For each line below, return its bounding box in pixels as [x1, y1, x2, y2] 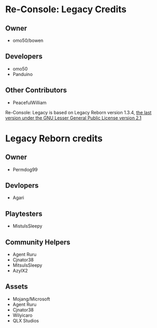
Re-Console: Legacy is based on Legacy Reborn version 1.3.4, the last [5, 109, 152, 115]
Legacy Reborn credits [5, 133, 103, 144]
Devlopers [5, 181, 39, 190]
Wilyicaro [12, 312, 33, 318]
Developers [5, 52, 43, 61]
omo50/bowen [12, 37, 44, 43]
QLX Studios [12, 317, 39, 323]
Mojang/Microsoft [12, 296, 50, 302]
